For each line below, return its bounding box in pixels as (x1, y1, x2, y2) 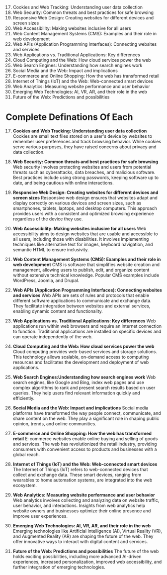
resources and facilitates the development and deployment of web (12, 359, 149, 365)
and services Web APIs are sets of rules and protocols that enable (12, 292, 150, 298)
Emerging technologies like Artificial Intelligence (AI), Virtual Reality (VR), (12, 528, 163, 534)
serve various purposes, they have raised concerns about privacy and (12, 144, 157, 150)
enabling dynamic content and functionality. (12, 308, 103, 314)
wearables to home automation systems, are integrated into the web (12, 477, 153, 483)
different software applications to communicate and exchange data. (12, 297, 152, 303)
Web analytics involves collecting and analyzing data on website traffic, (12, 497, 160, 503)
